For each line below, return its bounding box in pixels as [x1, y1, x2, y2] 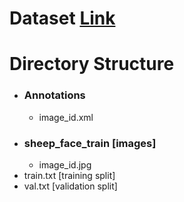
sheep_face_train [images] [23, 136, 157, 150]
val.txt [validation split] [23, 180, 118, 192]
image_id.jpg [38, 158, 92, 171]
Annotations [23, 88, 86, 102]
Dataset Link [9, 7, 116, 30]
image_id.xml [38, 111, 94, 123]
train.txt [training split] [23, 169, 116, 181]
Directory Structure [9, 53, 175, 76]
